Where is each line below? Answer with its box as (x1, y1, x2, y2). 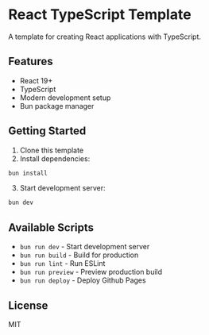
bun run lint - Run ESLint (19, 259, 106, 268)
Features (8, 55, 53, 68)
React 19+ (19, 75, 53, 85)
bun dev (8, 198, 34, 207)
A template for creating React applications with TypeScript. (8, 32, 201, 41)
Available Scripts (8, 221, 94, 234)
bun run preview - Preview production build (19, 268, 163, 277)
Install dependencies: (19, 153, 91, 164)
